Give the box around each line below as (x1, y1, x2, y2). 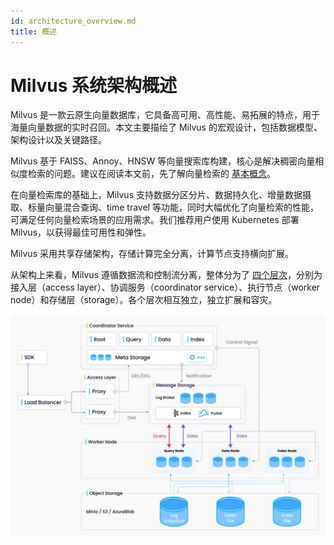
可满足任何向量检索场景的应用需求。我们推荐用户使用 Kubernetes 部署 (10, 214, 300, 226)
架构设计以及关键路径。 (10, 134, 107, 146)
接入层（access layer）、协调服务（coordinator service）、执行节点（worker (10, 281, 321, 294)
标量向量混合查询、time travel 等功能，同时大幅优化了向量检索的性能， (27, 201, 319, 214)
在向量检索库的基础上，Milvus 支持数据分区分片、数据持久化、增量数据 (10, 189, 303, 201)
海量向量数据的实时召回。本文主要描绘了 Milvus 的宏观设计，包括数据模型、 (10, 121, 323, 134)
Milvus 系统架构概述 (10, 74, 178, 97)
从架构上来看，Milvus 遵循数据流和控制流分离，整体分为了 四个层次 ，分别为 (10, 269, 323, 281)
